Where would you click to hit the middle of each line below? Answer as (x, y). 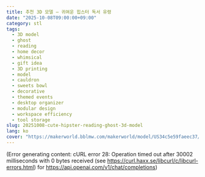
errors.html (20, 167)
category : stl (24, 23)
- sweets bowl (30, 86)
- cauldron (26, 80)
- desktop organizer (38, 103)
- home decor (28, 52)
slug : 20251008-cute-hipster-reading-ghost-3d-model (75, 126)
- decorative (28, 92)
